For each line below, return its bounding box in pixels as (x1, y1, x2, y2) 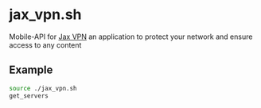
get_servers (9, 91, 49, 100)
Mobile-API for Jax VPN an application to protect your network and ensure (9, 32, 253, 41)
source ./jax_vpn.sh (9, 84, 78, 92)
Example (9, 64, 53, 77)
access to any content (9, 40, 82, 49)
